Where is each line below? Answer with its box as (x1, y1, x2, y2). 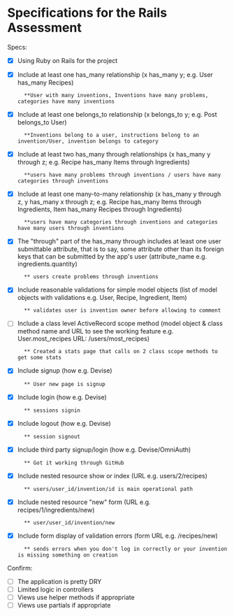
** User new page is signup (24, 380, 106, 387)
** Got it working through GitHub (24, 459, 124, 466)
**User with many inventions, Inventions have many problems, (24, 92, 209, 99)
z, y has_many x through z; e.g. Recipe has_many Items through (17, 198, 202, 206)
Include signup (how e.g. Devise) (17, 366, 113, 375)
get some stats (17, 354, 62, 361)
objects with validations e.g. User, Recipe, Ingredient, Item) (17, 294, 187, 302)
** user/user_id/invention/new (24, 519, 115, 526)
